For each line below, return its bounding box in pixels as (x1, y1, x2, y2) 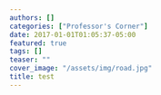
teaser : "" (9, 55, 51, 64)
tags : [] (9, 47, 43, 56)
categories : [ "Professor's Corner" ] (9, 22, 148, 31)
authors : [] (9, 13, 55, 23)
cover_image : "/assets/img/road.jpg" (9, 64, 153, 73)
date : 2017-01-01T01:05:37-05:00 (9, 30, 136, 39)
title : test (9, 72, 55, 81)
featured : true (9, 38, 67, 48)
